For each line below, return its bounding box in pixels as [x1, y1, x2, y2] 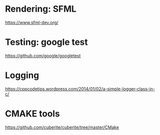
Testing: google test [5, 37, 88, 48]
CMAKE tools [5, 108, 60, 119]
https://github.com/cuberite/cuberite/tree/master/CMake [5, 124, 120, 130]
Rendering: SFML [5, 3, 77, 15]
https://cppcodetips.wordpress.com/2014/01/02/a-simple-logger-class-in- [5, 86, 155, 92]
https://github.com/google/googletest [5, 53, 81, 58]
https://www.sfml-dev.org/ [5, 19, 59, 25]
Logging [5, 70, 40, 81]
